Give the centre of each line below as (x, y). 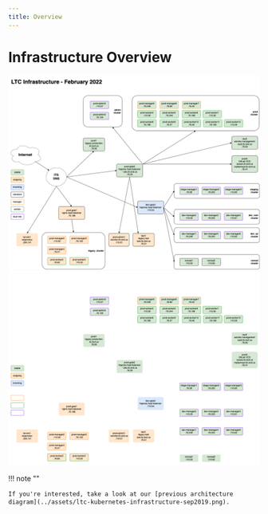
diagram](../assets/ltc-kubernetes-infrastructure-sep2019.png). (119, 502)
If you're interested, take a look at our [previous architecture (121, 494)
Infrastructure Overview (90, 57)
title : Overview (35, 17)
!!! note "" (24, 479)
